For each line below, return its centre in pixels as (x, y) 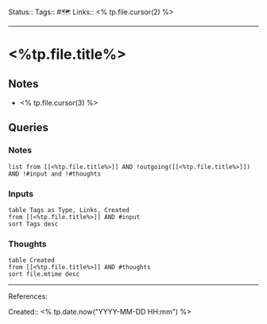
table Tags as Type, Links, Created (69, 210)
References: (28, 296)
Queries (29, 127)
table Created (32, 260)
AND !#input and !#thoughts (55, 174)
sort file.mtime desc (44, 274)
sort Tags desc (33, 224)
